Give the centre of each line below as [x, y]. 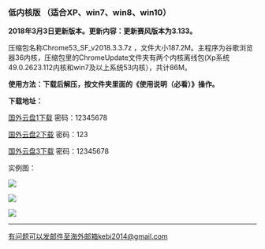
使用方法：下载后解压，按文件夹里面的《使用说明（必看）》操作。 [114, 84]
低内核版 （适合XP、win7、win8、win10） [90, 12]
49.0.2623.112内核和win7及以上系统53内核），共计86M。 [100, 68]
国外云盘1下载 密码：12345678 [58, 118]
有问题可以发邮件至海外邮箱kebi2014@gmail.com [88, 236]
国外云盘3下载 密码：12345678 [58, 151]
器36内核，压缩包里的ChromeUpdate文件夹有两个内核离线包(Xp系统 [119, 58]
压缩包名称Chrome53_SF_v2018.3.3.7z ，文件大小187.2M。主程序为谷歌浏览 [131, 48]
